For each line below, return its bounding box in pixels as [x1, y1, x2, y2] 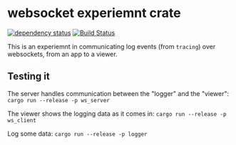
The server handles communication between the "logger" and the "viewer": [7, 89, 230, 97]
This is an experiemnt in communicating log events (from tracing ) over [7, 42, 216, 50]
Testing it [7, 70, 50, 82]
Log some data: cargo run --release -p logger [7, 129, 148, 138]
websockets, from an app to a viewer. [7, 50, 118, 58]
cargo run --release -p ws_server [7, 97, 111, 104]
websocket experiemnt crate [7, 5, 182, 21]
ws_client [7, 117, 37, 124]
